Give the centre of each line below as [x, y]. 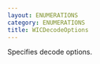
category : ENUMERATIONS [46, 23]
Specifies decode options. [50, 52]
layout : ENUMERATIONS [43, 15]
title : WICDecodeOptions [48, 30]
